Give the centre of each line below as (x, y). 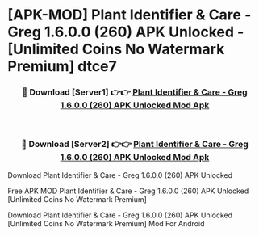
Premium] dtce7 (63, 67)
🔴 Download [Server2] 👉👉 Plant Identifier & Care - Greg (135, 145)
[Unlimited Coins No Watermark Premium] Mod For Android (106, 223)
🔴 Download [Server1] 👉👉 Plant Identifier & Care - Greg (135, 92)
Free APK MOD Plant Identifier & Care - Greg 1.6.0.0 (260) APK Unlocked (128, 191)
